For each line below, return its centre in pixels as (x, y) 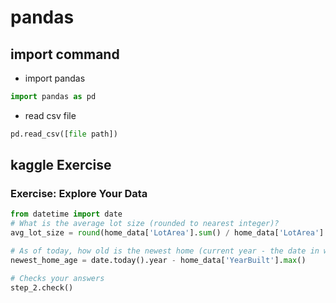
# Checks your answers (57, 278)
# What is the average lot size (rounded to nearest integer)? (145, 224)
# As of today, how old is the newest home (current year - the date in (165, 251)
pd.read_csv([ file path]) (64, 134)
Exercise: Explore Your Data (79, 194)
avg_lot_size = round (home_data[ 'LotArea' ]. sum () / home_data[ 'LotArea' (165, 233)
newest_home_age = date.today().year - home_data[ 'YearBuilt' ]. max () (158, 260)
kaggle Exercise (61, 165)
